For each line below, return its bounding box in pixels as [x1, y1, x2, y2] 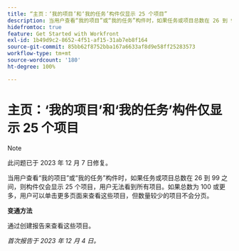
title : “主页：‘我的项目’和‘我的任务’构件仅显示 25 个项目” [7, 10, 168, 18]
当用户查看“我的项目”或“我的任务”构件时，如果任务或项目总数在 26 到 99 [7, 173, 221, 182]
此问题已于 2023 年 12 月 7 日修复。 [7, 158, 112, 167]
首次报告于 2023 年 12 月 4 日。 [7, 236, 100, 245]
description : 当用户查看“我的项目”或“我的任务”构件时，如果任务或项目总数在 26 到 [7, 17, 228, 24]
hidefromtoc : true [7, 23, 62, 30]
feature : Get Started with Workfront [7, 30, 119, 38]
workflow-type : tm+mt [7, 50, 72, 57]
